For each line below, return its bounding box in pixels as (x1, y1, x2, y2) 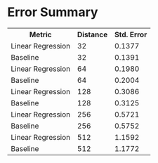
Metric (29, 30, 52, 39)
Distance (77, 30, 108, 39)
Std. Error (114, 30, 147, 39)
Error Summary (7, 4, 98, 20)
